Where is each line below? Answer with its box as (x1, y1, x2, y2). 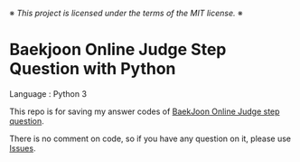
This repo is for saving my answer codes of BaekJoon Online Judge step (9, 106, 280, 117)
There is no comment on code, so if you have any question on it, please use (9, 133, 292, 144)
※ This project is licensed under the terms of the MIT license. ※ (9, 8, 243, 18)
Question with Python (9, 59, 176, 80)
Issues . (9, 142, 36, 153)
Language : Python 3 (9, 88, 88, 99)
